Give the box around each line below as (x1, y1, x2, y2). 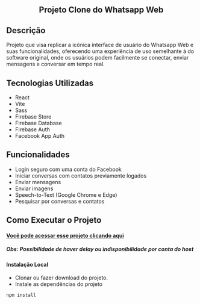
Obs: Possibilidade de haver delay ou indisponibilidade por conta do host (6, 246, 194, 253)
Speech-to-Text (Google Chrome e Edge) (14, 191, 117, 198)
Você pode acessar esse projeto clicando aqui (6, 232, 125, 239)
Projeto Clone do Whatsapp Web (39, 5, 164, 15)
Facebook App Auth (14, 132, 65, 140)
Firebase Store (14, 113, 52, 120)
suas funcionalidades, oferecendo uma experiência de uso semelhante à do (6, 48, 195, 55)
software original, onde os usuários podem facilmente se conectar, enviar (6, 54, 189, 61)
